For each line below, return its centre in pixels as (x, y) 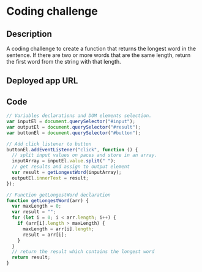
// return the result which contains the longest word (83, 252)
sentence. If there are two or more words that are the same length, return (99, 55)
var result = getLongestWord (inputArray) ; (67, 173)
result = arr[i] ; (45, 235)
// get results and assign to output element (71, 167)
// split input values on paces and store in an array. (84, 155)
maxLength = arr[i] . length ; (58, 229)
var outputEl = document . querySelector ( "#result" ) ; (73, 127)
